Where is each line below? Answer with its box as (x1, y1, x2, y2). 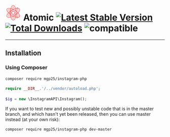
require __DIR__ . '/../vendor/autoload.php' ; (5, 86, 101, 91)
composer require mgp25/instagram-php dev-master (5, 127, 112, 132)
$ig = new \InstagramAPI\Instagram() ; (5, 97, 87, 102)
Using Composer (5, 64, 48, 71)
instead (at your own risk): (5, 116, 60, 123)
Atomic (23, 12, 54, 23)
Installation (5, 49, 41, 58)
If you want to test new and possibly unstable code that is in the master (5, 106, 154, 112)
